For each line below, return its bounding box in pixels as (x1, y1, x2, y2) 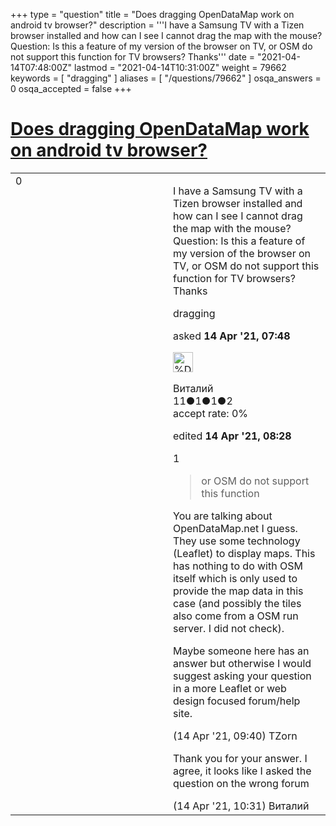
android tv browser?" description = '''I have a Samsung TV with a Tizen (10, 19, 305, 31)
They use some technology (173, 534, 301, 548)
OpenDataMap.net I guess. (173, 521, 298, 535)
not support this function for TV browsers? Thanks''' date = (10, 51, 256, 63)
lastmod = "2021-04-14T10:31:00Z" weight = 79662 (74, 62, 287, 73)
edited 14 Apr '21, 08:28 (173, 429, 292, 443)
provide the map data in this (173, 584, 304, 598)
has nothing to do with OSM (173, 559, 303, 573)
